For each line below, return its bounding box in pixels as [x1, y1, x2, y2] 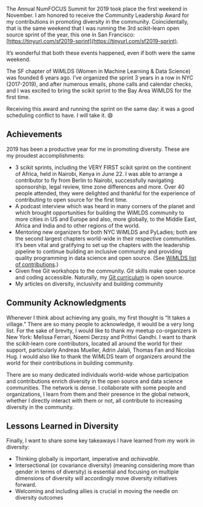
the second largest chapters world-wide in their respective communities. [15, 234, 197, 242]
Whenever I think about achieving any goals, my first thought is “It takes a [6, 313, 190, 321]
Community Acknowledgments [6, 298, 127, 308]
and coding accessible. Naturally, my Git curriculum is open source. [15, 273, 184, 281]
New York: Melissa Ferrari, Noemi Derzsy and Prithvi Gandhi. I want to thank [6, 333, 196, 340]
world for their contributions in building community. [6, 359, 135, 366]
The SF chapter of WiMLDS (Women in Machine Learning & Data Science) [6, 68, 191, 75]
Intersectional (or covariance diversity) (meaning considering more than [15, 462, 195, 469]
